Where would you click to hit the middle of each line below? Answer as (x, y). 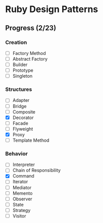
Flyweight (23, 129)
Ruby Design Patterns (52, 9)
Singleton (22, 76)
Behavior (16, 153)
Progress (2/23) (31, 28)
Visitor (19, 216)
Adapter (21, 100)
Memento (22, 193)
